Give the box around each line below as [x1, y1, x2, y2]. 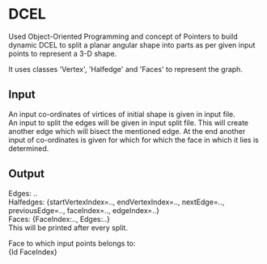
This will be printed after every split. [8, 223, 128, 233]
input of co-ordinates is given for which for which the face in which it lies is [8, 135, 259, 145]
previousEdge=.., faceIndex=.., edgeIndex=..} [8, 205, 160, 215]
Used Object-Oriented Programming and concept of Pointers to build [8, 31, 239, 41]
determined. [8, 143, 49, 153]
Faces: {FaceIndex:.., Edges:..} [8, 214, 111, 224]
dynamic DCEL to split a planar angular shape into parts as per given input [8, 40, 256, 49]
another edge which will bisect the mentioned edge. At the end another [8, 126, 246, 136]
